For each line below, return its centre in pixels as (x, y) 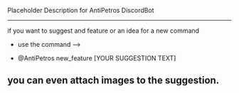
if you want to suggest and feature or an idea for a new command (103, 31)
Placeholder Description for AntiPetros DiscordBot (81, 10)
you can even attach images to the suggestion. (113, 81)
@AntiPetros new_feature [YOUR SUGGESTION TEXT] (97, 58)
